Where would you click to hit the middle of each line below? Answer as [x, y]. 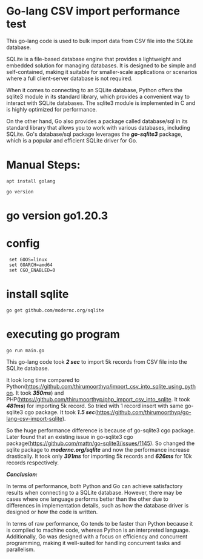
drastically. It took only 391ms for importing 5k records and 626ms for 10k [99, 456]
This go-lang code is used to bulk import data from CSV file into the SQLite [100, 41]
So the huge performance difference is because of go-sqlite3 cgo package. [101, 430]
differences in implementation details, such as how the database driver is [98, 505]
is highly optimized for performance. [52, 109]
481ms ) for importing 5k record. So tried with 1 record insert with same [95, 406]
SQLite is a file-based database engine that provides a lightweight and [94, 59]
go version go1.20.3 [57, 216]
